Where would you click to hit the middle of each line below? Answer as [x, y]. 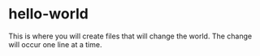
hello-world [49, 14]
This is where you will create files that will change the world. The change [130, 36]
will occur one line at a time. [55, 44]
